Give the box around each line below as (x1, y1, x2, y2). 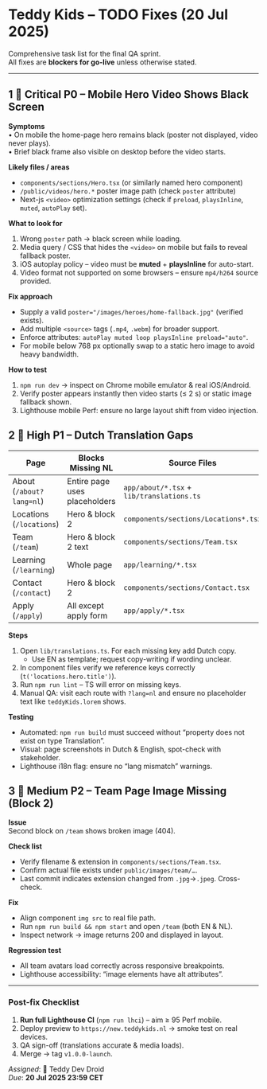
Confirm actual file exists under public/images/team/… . (19, 865, 198, 875)
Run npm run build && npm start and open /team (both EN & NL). (19, 922, 233, 931)
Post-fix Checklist (8, 997, 79, 1008)
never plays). (8, 138, 52, 148)
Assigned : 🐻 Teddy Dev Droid (8, 1064, 105, 1074)
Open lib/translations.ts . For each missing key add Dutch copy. (19, 646, 237, 655)
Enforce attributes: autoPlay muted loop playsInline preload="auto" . (19, 332, 249, 342)
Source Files (168, 457, 217, 468)
